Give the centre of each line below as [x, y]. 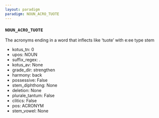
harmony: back [27, 75]
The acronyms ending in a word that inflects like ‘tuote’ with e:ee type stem [80, 40]
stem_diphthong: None [35, 85]
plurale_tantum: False [33, 95]
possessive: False [30, 80]
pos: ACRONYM [28, 105]
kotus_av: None [28, 65]
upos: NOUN [25, 54]
